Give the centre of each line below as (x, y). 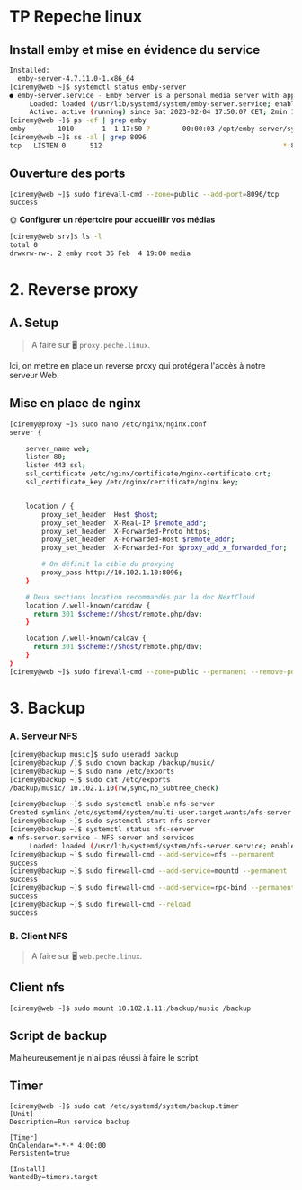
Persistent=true (40, 1154)
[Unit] (22, 1115)
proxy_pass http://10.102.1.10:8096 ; (112, 573)
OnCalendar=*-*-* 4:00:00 (58, 1146)
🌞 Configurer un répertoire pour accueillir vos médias (112, 220)
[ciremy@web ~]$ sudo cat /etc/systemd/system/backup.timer (124, 1106)
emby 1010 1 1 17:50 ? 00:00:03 (112, 129)
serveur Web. (35, 375)
